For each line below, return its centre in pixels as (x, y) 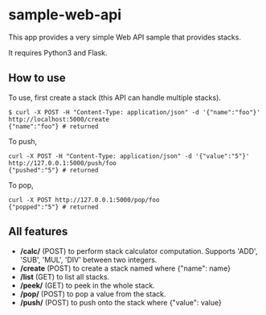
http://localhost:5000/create (59, 119)
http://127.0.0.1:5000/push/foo (62, 163)
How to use (37, 78)
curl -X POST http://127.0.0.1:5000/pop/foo (84, 200)
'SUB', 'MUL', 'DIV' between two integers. (88, 259)
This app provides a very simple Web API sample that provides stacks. (125, 37)
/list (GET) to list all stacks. (65, 276)
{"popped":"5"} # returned (53, 207)
